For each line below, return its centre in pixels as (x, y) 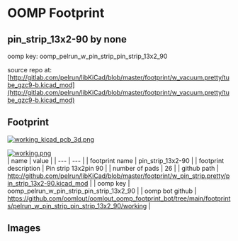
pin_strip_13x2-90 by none (67, 39)
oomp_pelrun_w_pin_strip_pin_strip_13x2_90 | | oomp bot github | (102, 191)
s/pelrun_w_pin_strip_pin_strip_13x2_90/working (77, 206)
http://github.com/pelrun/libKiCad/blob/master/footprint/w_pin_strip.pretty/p (119, 176)
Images (24, 228)
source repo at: (29, 70)
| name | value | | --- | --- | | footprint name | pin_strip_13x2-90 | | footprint (116, 160)
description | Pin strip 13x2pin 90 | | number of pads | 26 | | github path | (113, 168)
